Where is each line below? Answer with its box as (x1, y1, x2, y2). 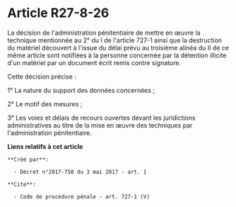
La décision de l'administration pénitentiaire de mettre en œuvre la (7, 28, 201, 37)
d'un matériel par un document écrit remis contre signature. (7, 58, 182, 67)
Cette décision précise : (7, 72, 76, 81)
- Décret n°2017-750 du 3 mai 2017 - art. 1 (13, 168, 147, 175)
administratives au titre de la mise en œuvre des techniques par (7, 121, 193, 129)
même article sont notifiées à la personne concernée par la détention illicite (7, 51, 228, 60)
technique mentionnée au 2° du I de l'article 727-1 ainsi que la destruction (7, 35, 223, 44)
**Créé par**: (7, 156, 49, 163)
